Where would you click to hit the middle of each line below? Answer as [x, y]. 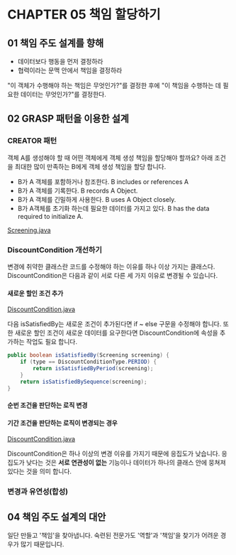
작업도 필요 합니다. [52, 342]
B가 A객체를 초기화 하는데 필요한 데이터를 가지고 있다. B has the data [113, 208]
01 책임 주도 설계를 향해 [56, 43]
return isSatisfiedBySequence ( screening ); [84, 382]
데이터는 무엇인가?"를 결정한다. [63, 94]
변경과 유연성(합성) [38, 492]
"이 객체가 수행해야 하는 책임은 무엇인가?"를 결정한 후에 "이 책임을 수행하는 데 [114, 85]
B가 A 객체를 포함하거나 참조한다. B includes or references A [103, 181]
